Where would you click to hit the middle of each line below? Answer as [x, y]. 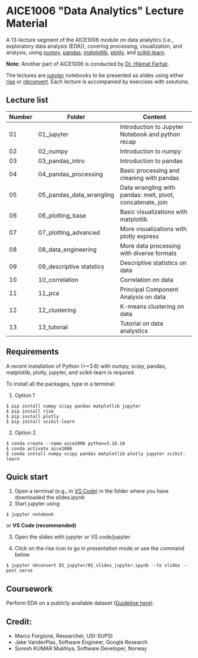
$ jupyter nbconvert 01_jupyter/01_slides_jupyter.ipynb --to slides [93, 566]
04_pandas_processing [70, 174]
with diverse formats [148, 253]
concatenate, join [144, 202]
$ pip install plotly [33, 416]
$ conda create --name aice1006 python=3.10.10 [66, 443]
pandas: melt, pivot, [147, 195]
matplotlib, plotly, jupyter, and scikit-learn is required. [71, 372]
